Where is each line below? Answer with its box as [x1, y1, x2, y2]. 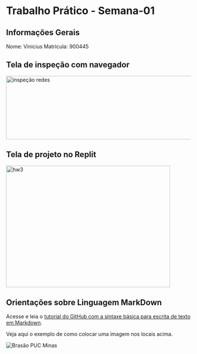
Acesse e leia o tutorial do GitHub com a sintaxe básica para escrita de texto [6, 313, 191, 320]
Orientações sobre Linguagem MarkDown [6, 298, 162, 308]
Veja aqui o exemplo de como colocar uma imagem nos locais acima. [6, 331, 173, 338]
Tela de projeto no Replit [6, 149, 97, 159]
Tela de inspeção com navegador [6, 60, 130, 70]
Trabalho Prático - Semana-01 [6, 4, 155, 18]
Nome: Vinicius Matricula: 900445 [6, 43, 89, 50]
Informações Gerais [6, 28, 80, 38]
